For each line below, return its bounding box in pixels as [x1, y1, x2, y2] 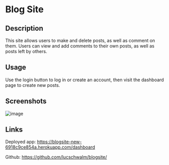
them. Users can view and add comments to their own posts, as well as [5, 43, 155, 49]
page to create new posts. [5, 82, 60, 88]
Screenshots [5, 97, 47, 106]
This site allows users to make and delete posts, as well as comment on [5, 37, 155, 43]
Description [5, 24, 43, 33]
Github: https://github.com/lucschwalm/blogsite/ [5, 154, 107, 160]
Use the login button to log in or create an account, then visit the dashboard [5, 77, 164, 83]
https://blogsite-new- [37, 139, 82, 145]
